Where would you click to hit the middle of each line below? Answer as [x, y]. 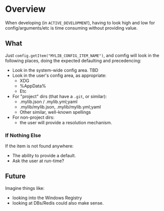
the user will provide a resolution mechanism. [66, 122]
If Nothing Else [23, 135]
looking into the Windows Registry [47, 198]
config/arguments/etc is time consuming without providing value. [71, 28]
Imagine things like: [25, 188]
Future [16, 176]
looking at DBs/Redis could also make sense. [58, 203]
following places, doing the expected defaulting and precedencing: [73, 61]
